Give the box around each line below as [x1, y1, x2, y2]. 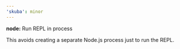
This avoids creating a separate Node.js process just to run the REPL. [6, 36, 175, 43]
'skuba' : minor [6, 8, 44, 15]
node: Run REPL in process [6, 25, 73, 32]
